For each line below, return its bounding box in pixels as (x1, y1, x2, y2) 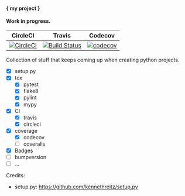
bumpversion (14, 154, 47, 161)
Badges (14, 147, 33, 154)
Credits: (6, 172, 25, 179)
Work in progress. (6, 18, 51, 25)
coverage (14, 127, 38, 134)
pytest (23, 81, 39, 88)
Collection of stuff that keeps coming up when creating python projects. (6, 56, 180, 64)
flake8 (23, 88, 39, 95)
